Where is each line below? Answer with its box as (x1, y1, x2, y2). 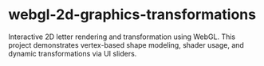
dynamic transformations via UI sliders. (8, 49, 137, 58)
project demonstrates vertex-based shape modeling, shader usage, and (8, 40, 245, 49)
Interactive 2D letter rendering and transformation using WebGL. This (8, 32, 236, 41)
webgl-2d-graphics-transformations (8, 6, 257, 24)
